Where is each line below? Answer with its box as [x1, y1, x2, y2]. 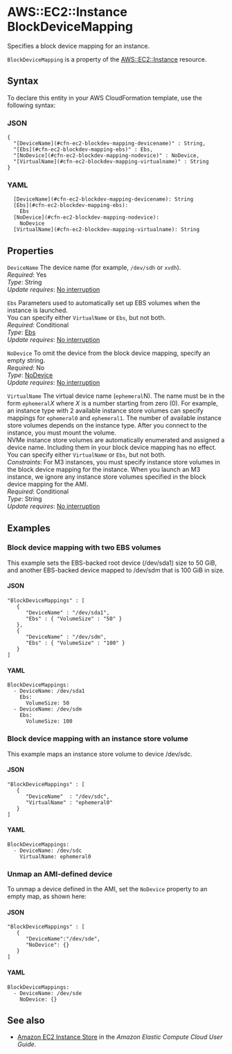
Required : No [7, 364, 45, 372]
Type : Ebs [7, 328, 36, 336]
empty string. [7, 356, 46, 365]
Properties [7, 245, 54, 257]
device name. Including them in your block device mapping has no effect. [7, 444, 217, 452]
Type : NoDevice [7, 371, 53, 379]
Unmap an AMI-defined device [7, 869, 113, 879]
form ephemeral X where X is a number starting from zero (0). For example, [7, 399, 218, 408]
